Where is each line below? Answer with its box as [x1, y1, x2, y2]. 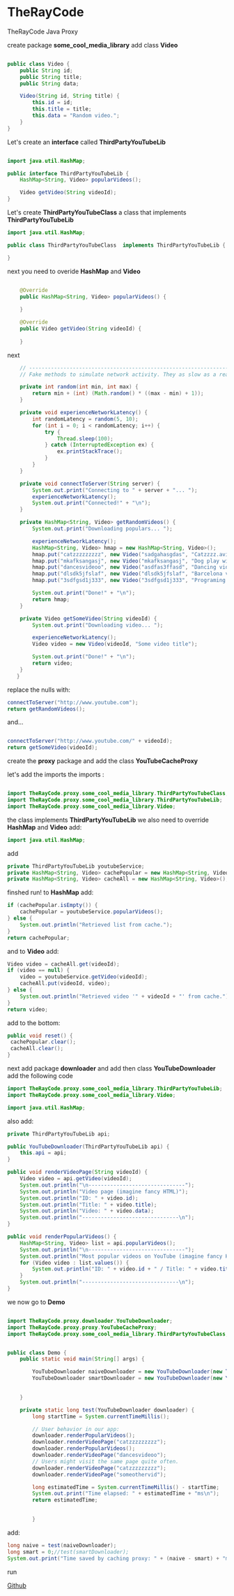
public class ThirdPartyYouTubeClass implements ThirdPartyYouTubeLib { [7, 242, 226, 249]
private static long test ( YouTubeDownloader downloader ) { [19, 1406, 195, 1414]
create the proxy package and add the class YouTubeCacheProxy [7, 757, 198, 765]
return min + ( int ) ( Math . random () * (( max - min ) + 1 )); [32, 390, 204, 397]
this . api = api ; [19, 1149, 68, 1156]
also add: [7, 1117, 34, 1125]
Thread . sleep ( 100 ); [56, 435, 114, 442]
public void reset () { [7, 1032, 73, 1039]
